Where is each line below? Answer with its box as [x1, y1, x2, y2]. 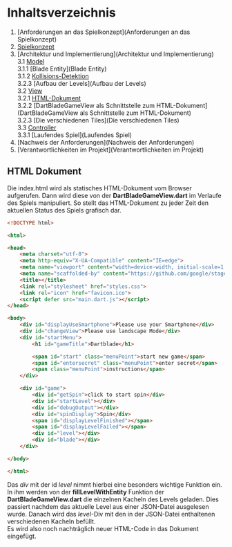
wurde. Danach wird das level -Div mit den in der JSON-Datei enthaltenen [7, 510, 215, 518]
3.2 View [17, 87, 43, 95]
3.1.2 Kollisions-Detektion [17, 71, 90, 80]
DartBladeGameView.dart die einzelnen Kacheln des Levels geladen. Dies [7, 495, 219, 503]
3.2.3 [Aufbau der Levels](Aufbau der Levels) [17, 79, 146, 87]
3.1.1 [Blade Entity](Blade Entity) [17, 64, 107, 73]
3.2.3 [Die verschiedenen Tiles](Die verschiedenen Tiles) [17, 116, 180, 124]
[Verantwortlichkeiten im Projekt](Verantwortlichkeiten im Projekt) [17, 145, 204, 154]
